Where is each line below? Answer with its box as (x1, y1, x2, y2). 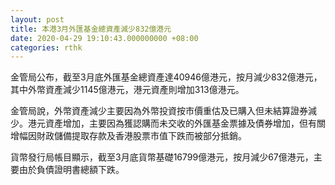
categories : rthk (10, 42, 83, 53)
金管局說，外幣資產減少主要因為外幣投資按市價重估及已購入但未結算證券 (10, 105, 308, 117)
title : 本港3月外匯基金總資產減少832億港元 (10, 24, 172, 34)
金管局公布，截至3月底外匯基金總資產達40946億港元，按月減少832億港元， (10, 71, 323, 83)
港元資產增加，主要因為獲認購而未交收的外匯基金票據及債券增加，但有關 (27, 117, 326, 130)
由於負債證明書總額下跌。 (18, 164, 125, 176)
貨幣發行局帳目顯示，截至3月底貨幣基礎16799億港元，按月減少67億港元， (10, 151, 314, 163)
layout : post (10, 14, 65, 25)
